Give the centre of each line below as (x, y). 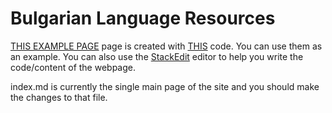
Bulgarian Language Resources (143, 18)
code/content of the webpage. (73, 67)
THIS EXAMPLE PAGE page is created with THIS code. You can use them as (166, 46)
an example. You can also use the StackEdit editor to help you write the (157, 56)
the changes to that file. (59, 97)
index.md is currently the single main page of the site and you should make (165, 86)
